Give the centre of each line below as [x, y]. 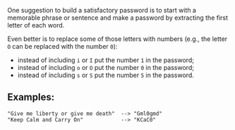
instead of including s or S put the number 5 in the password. [106, 75]
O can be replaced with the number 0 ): [62, 46]
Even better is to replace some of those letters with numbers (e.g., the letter [117, 39]
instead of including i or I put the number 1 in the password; [106, 60]
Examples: [31, 97]
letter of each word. [36, 25]
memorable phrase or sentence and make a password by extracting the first [117, 18]
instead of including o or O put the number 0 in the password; [106, 67]
